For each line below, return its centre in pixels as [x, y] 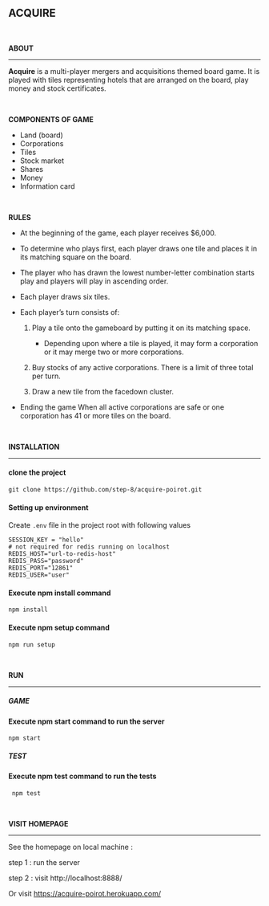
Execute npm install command [60, 593]
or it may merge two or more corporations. [114, 352]
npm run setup [32, 645]
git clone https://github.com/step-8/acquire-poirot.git [105, 490]
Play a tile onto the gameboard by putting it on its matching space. [141, 328]
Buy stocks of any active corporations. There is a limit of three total [143, 367]
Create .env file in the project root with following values [99, 525]
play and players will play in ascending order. [94, 281]
